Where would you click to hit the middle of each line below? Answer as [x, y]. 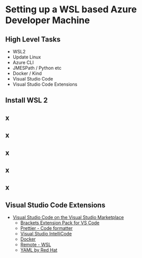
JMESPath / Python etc [37, 68]
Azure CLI [23, 62]
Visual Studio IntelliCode [46, 234]
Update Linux [27, 57]
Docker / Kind [27, 73]
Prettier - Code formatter [46, 228]
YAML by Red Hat [39, 250]
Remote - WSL [35, 245]
